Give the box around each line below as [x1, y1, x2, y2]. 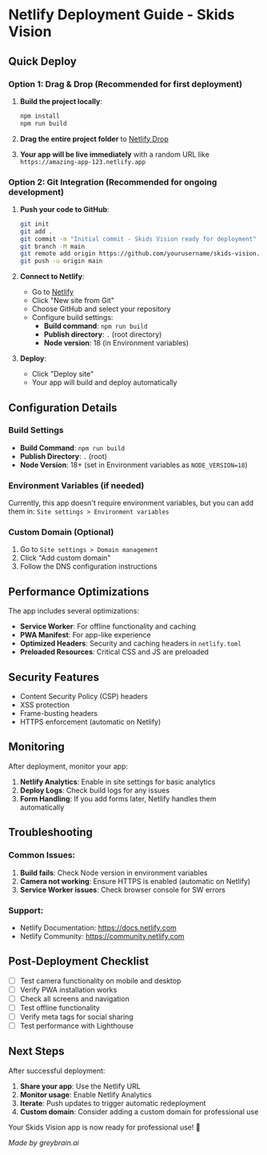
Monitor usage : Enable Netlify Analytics [19, 1089, 152, 1099]
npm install [19, 112, 60, 120]
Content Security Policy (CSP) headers [19, 692, 148, 701]
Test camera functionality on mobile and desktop [19, 976, 181, 985]
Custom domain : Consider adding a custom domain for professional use [19, 1106, 259, 1117]
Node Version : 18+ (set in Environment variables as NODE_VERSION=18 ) [19, 460, 248, 470]
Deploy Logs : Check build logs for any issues [19, 785, 170, 795]
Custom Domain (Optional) [8, 526, 114, 538]
